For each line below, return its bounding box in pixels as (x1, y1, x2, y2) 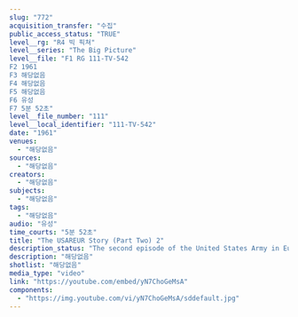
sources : (9, 153, 42, 162)
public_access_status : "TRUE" (9, 29, 122, 38)
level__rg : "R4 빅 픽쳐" (9, 37, 96, 47)
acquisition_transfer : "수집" (9, 21, 117, 30)
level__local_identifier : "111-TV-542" (9, 121, 157, 130)
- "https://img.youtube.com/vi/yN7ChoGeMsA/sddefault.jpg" (17, 294, 240, 303)
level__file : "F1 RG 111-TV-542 (9, 54, 129, 63)
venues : (9, 137, 38, 146)
